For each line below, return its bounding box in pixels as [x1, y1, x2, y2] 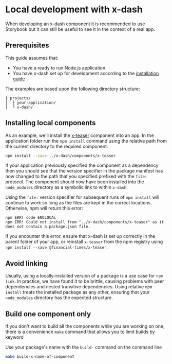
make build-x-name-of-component [5, 354, 74, 359]
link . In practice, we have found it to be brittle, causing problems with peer [5, 278, 164, 284]
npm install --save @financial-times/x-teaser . [5, 244, 108, 250]
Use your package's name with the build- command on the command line [5, 344, 162, 351]
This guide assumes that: [5, 55, 59, 61]
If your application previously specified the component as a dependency [5, 162, 159, 168]
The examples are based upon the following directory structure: [5, 85, 140, 92]
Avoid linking [5, 259, 48, 268]
